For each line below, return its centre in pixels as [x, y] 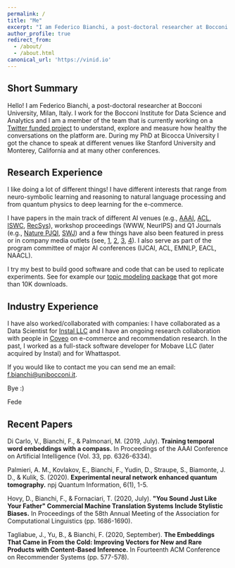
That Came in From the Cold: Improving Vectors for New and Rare [105, 542]
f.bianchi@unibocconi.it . [42, 375]
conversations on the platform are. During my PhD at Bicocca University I [113, 135]
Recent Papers [40, 424]
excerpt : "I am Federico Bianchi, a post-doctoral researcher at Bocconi [118, 27]
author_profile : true [39, 34]
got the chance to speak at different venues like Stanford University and [112, 143]
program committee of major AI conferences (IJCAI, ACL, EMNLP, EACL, [112, 248]
